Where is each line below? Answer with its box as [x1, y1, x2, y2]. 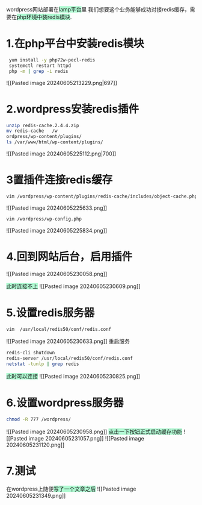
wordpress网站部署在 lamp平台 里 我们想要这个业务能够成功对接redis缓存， [6, 6, 191, 13]
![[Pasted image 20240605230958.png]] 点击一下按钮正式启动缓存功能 [6, 428, 183, 435]
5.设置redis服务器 [6, 306, 95, 319]
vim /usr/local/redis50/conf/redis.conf [6, 326, 112, 332]
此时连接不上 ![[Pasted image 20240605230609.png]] [6, 283, 141, 290]
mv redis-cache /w [6, 128, 58, 134]
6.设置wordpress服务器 [6, 396, 124, 410]
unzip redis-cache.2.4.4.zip [6, 122, 79, 128]
